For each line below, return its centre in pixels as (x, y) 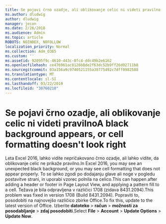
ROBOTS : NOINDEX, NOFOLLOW (33, 42)
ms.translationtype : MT (30, 75)
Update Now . (19, 216)
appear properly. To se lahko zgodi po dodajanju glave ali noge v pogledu (80, 174)
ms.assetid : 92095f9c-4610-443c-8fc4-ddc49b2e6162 (58, 61)
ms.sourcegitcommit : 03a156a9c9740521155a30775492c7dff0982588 (72, 70)
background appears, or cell (64, 134)
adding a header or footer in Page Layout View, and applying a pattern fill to (82, 185)
